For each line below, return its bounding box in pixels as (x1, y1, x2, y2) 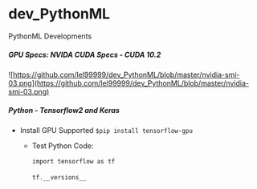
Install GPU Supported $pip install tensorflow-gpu (19, 125, 193, 135)
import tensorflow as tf (31, 157, 116, 165)
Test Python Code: (31, 141, 94, 151)
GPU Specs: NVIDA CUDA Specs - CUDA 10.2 (8, 50, 161, 59)
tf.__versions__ (31, 173, 87, 181)
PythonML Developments (8, 31, 92, 41)
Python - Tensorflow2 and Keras (8, 105, 120, 115)
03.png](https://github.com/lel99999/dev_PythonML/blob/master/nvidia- (8, 78, 249, 88)
